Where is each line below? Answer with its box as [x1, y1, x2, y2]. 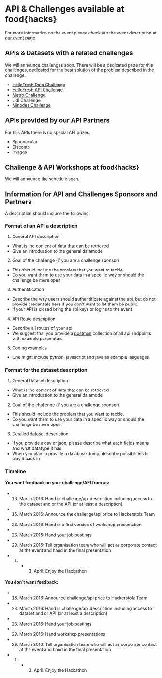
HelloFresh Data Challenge [12, 82, 65, 87]
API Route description [12, 316, 56, 322]
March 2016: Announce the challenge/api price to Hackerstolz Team [19, 511, 155, 517]
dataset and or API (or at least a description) [19, 610, 108, 616]
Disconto [12, 144, 30, 150]
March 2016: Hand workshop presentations [19, 631, 105, 637]
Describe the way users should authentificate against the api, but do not [12, 296, 156, 302]
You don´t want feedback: [5, 579, 59, 585]
